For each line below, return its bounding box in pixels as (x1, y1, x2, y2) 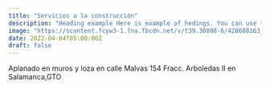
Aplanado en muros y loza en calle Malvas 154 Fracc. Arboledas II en (8, 63, 236, 73)
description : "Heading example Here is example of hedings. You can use (8, 19, 257, 27)
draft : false (8, 42, 52, 50)
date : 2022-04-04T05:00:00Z (8, 34, 103, 42)
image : (8, 26, 31, 34)
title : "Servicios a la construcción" (8, 11, 138, 20)
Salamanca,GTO (8, 72, 62, 82)
